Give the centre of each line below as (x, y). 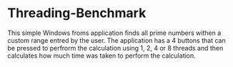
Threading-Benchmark (77, 13)
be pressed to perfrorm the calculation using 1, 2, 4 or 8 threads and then (115, 48)
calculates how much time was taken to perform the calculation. (102, 56)
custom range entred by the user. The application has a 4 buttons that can (117, 40)
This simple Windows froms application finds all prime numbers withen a (114, 33)
